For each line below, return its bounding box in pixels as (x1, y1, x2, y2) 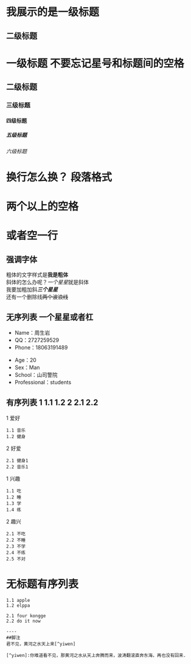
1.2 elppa (6, 603, 31, 608)
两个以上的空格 (6, 200, 79, 213)
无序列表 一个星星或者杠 (6, 312, 93, 322)
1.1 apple (6, 597, 31, 603)
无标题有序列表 (6, 577, 79, 591)
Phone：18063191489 (14, 344, 68, 351)
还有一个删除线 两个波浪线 (6, 293, 68, 300)
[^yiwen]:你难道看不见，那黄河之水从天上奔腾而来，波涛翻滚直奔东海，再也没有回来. (6, 652, 186, 658)
